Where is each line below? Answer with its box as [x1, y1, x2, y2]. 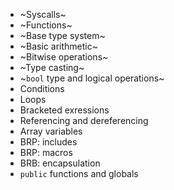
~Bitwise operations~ [19, 51, 109, 63]
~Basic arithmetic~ [19, 40, 98, 52]
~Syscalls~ [19, 9, 67, 20]
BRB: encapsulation [19, 157, 101, 169]
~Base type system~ [19, 30, 106, 41]
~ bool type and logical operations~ [19, 72, 165, 84]
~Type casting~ [19, 62, 85, 73]
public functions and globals [19, 168, 139, 179]
